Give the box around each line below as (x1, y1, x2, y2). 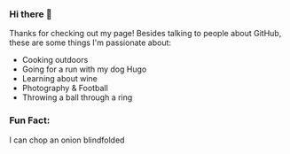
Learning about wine (21, 73, 98, 84)
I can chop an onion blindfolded (9, 135, 125, 145)
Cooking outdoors (21, 55, 89, 65)
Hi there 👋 (9, 8, 53, 20)
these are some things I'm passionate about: (9, 37, 171, 48)
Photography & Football (21, 83, 108, 94)
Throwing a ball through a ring (21, 92, 133, 103)
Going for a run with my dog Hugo (21, 64, 147, 74)
